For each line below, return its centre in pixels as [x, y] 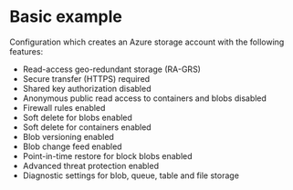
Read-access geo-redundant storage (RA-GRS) [111, 69]
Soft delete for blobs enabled [77, 117]
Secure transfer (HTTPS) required [86, 78]
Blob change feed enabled [72, 146]
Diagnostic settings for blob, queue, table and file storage [131, 175]
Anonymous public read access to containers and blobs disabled [145, 98]
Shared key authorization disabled [87, 88]
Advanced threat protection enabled [91, 165]
